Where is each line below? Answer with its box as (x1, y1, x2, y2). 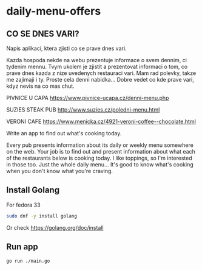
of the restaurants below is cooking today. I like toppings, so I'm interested (6, 154, 192, 162)
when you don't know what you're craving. (6, 168, 113, 174)
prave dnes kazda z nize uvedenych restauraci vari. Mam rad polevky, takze (6, 69, 197, 77)
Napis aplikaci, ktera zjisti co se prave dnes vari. (6, 44, 127, 52)
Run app (6, 242, 38, 252)
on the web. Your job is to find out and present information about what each (6, 148, 196, 155)
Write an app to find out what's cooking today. (6, 130, 122, 137)
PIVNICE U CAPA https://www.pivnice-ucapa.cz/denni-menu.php (6, 94, 169, 101)
